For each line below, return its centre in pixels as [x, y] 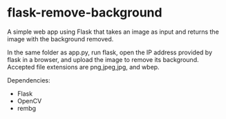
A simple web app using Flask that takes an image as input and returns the [113, 32]
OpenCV [29, 100]
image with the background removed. [60, 39]
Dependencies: [29, 80]
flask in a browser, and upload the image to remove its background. [103, 59]
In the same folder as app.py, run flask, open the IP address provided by [110, 52]
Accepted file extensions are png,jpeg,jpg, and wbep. [84, 67]
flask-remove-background [85, 13]
